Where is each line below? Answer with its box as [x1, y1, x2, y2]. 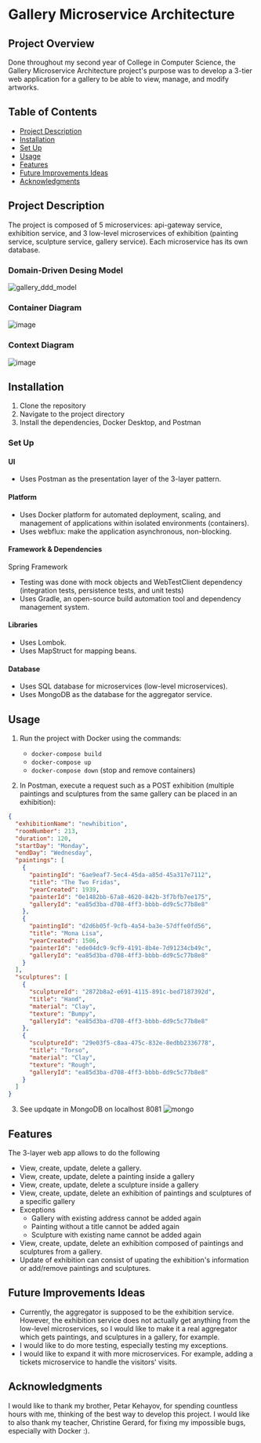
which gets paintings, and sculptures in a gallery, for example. [19, 1332, 220, 1342]
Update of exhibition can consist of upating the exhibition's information [19, 1255, 249, 1265]
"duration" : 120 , [15, 835, 72, 843]
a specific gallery [19, 1197, 76, 1206]
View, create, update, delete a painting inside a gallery [19, 1172, 195, 1181]
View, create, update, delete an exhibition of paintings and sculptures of [19, 1188, 252, 1198]
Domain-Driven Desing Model [8, 265, 124, 276]
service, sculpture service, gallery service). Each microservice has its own [8, 237, 248, 246]
